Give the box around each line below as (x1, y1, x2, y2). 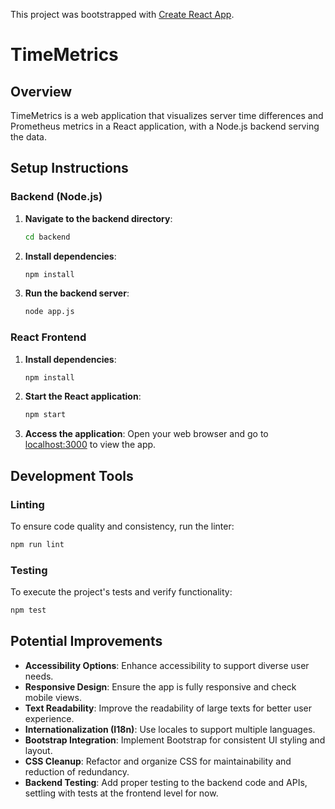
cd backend (24, 232, 71, 242)
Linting (10, 497, 45, 511)
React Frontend (10, 330, 87, 344)
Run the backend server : (24, 287, 130, 299)
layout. (24, 744, 53, 756)
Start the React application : (24, 390, 142, 403)
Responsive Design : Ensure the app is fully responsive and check (24, 680, 297, 693)
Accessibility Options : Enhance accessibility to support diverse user (24, 659, 310, 671)
